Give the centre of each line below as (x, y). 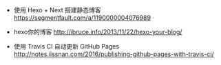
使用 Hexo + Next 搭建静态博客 (57, 10)
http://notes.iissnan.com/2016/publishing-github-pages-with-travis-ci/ (114, 54)
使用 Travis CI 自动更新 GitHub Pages (66, 46)
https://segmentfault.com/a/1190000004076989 (82, 18)
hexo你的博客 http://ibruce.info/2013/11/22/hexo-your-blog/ (98, 32)
